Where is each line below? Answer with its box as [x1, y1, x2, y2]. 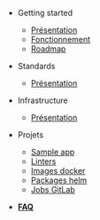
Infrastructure [17, 95, 68, 106]
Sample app [30, 146, 75, 157]
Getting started [17, 8, 73, 18]
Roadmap [30, 43, 66, 54]
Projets [17, 130, 44, 140]
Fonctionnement [30, 35, 91, 44]
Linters [30, 156, 57, 167]
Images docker [30, 166, 86, 176]
